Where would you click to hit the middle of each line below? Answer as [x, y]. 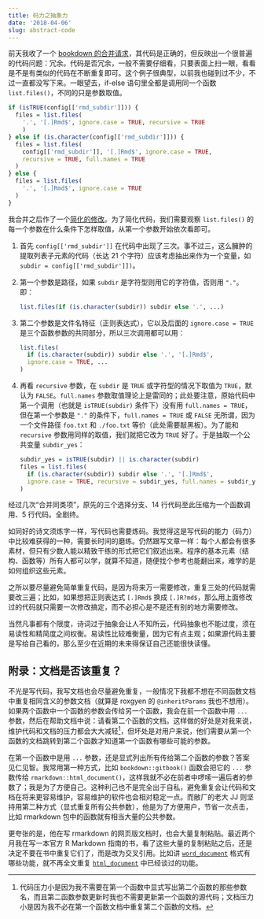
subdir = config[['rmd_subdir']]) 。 [79, 265]
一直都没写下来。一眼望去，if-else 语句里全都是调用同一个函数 [115, 83]
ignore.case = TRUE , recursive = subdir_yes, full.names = [126, 481]
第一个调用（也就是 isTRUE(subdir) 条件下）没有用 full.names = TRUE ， [136, 405]
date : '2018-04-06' [40, 23]
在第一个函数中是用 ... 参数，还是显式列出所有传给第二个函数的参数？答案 [129, 758]
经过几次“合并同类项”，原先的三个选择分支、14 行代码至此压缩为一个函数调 [130, 505]
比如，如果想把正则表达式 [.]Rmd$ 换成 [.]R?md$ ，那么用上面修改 [147, 597]
